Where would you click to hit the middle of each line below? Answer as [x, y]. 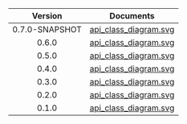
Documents [132, 16]
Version [47, 16]
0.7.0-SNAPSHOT [47, 29]
